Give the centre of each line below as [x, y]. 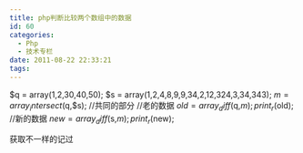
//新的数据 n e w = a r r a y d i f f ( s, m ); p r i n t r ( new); [92, 119]
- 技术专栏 [35, 52]
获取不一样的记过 [41, 139]
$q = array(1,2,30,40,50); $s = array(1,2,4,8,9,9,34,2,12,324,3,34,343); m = [149, 94]
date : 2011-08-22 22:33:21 [61, 60]
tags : [20, 69]
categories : [32, 35]
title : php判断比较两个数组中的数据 [71, 18]
